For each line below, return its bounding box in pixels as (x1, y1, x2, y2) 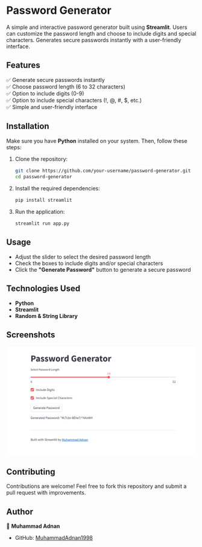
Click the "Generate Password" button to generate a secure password (14, 266, 191, 273)
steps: (6, 143, 22, 151)
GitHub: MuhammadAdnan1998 (14, 534, 93, 542)
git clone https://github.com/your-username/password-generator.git (14, 167, 191, 173)
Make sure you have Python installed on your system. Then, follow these (6, 137, 188, 145)
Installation (6, 121, 49, 131)
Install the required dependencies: (14, 185, 101, 192)
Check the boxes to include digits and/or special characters (14, 260, 163, 267)
